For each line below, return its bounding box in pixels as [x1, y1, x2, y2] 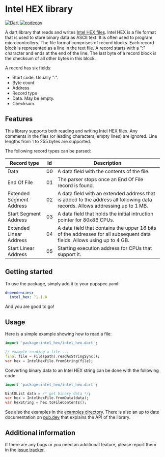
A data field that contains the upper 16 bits [57, 224, 156, 231]
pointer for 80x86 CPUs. [57, 216, 114, 223]
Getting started [5, 268, 53, 276]
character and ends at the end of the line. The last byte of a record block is [5, 50, 157, 56]
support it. [57, 251, 82, 258]
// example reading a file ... [5, 349, 69, 354]
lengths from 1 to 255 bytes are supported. [5, 138, 92, 144]
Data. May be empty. [12, 95, 55, 101]
